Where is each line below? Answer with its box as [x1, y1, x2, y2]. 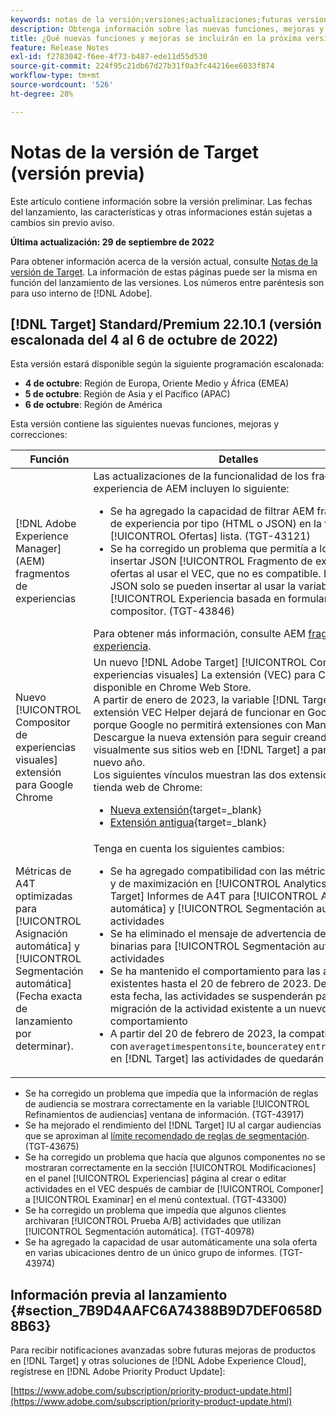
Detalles [218, 452, 259, 466]
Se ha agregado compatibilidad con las [109, 864, 293, 878]
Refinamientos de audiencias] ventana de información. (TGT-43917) [24, 1109, 305, 1121]
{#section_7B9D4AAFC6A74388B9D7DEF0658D [10, 1302, 323, 1319]
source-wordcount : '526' [10, 80, 114, 90]
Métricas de [15, 864, 72, 878]
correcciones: [10, 429, 68, 441]
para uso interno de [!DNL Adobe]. [10, 287, 153, 299]
